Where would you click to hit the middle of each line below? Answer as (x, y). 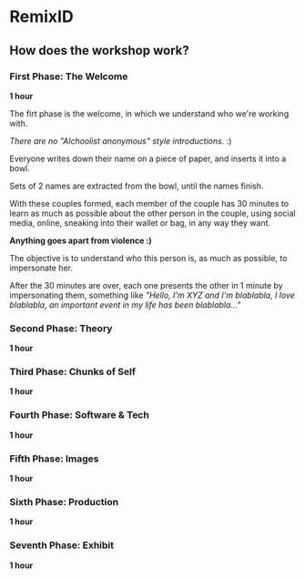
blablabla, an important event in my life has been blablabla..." (125, 304)
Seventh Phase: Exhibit (62, 545)
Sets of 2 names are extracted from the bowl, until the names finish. (137, 186)
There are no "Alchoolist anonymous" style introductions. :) (121, 141)
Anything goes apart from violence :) (81, 240)
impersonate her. (41, 268)
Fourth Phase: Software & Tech (80, 415)
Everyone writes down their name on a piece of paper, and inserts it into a (148, 158)
